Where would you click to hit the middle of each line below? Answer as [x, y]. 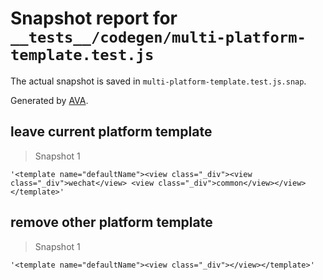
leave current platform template [111, 132]
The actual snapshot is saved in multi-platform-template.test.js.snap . [158, 81]
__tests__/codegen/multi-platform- [158, 37]
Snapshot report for [94, 18]
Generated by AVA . [49, 100]
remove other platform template [111, 222]
